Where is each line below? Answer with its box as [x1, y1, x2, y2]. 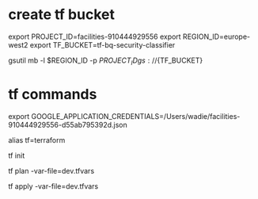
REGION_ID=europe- [182, 32, 251, 41]
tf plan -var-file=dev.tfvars [8, 166, 95, 175]
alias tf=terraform [8, 135, 66, 144]
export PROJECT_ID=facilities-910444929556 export [8, 32, 181, 41]
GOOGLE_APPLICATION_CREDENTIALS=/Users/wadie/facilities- [31, 111, 241, 121]
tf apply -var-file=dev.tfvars [8, 181, 99, 191]
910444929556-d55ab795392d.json [8, 120, 128, 129]
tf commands [8, 85, 97, 103]
